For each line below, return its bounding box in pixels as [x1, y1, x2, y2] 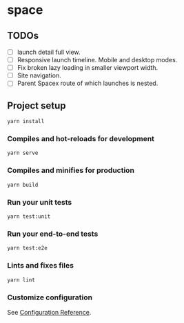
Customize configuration [7, 293, 93, 302]
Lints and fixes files [7, 261, 74, 270]
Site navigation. [17, 71, 62, 80]
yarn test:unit [7, 213, 51, 220]
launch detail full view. [17, 48, 81, 56]
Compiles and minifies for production [7, 165, 134, 175]
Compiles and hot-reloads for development [7, 134, 155, 144]
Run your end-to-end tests [7, 229, 99, 239]
